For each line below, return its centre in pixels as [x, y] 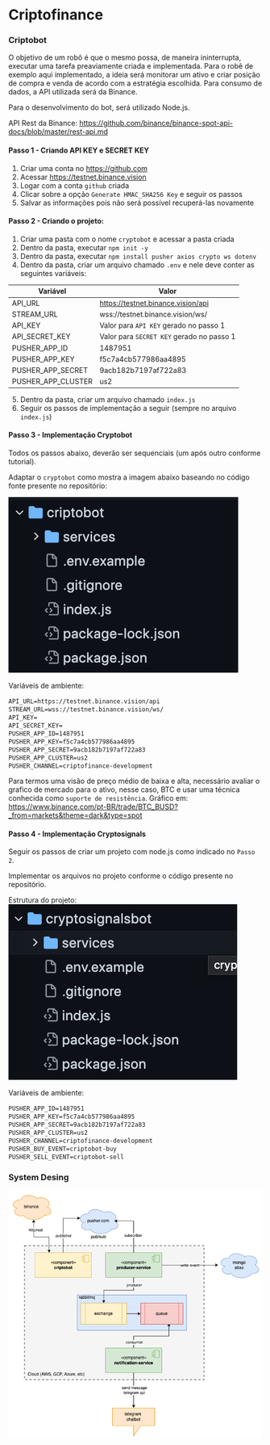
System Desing [39, 1178]
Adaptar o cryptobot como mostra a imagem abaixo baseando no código [129, 477]
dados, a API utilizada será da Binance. [73, 92]
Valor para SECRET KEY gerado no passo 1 [168, 337]
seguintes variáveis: [53, 273]
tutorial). [22, 462]
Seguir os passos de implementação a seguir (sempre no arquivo [128, 408]
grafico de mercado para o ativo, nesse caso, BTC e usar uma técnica [124, 790]
